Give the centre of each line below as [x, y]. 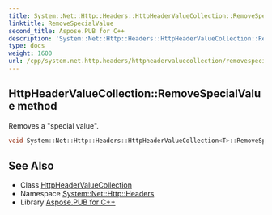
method [38, 106]
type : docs [27, 46]
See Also [31, 165]
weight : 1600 [30, 53]
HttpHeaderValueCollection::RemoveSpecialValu [135, 94]
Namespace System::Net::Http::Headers [87, 194]
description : [30, 38]
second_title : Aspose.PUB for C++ [67, 31]
